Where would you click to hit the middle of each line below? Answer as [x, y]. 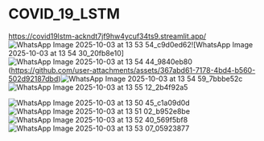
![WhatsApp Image [222, 44]
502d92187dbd [33, 79]
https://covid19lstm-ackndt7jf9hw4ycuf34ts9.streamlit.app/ [107, 36]
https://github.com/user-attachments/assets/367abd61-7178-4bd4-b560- [133, 70]
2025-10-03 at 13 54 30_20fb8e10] [66, 53]
